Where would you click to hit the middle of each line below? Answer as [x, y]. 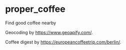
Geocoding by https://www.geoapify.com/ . [49, 32]
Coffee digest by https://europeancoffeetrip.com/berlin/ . [63, 42]
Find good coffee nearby [31, 23]
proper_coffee [35, 9]
